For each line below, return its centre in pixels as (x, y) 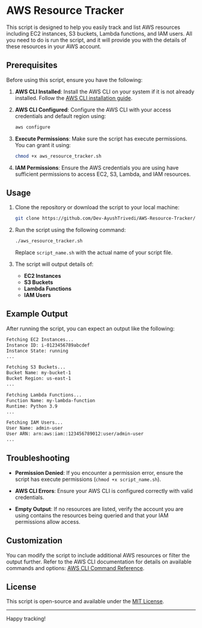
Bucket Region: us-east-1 (38, 378)
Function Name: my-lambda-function (51, 400)
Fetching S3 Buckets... (36, 367)
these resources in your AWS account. (54, 46)
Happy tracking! (26, 619)
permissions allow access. (47, 521)
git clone (27, 218)
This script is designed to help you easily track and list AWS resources (93, 27)
